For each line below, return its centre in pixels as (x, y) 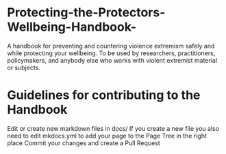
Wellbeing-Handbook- (72, 27)
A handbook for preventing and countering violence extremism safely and (111, 46)
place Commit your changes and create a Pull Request (84, 143)
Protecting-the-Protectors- (86, 13)
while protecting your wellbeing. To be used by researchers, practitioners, (111, 53)
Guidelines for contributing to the (104, 95)
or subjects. (24, 67)
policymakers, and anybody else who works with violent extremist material (112, 60)
